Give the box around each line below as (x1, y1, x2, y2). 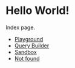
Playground (14, 35, 44, 42)
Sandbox (14, 48, 37, 55)
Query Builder (14, 42, 50, 49)
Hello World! (5, 4, 70, 18)
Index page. (5, 24, 36, 31)
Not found (14, 55, 40, 62)
